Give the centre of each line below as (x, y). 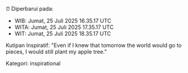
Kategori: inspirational (33, 63)
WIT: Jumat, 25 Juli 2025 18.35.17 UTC (63, 33)
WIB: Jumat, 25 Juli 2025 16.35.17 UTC (63, 21)
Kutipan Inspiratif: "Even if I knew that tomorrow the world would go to (94, 45)
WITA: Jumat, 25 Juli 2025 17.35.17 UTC (64, 27)
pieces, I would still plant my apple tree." (56, 52)
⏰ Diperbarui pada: (30, 9)
